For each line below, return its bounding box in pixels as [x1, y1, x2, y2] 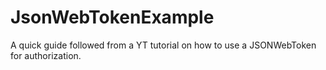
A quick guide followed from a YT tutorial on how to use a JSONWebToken [10, 39, 317, 51]
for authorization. [10, 49, 82, 61]
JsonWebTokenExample [10, 6, 215, 29]
